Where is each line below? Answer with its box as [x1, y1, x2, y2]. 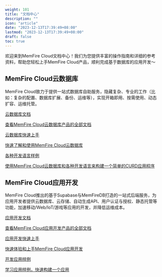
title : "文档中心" [5, 12, 40, 17]
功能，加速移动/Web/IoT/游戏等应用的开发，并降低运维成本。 [5, 204, 128, 210]
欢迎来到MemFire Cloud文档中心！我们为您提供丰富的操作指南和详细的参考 [5, 53, 156, 59]
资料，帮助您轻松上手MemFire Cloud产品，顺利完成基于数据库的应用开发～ [5, 59, 156, 65]
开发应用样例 [5, 257, 31, 262]
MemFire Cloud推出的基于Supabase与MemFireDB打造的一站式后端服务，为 [5, 192, 157, 198]
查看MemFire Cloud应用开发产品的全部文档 [5, 225, 92, 231]
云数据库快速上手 [5, 132, 40, 138]
